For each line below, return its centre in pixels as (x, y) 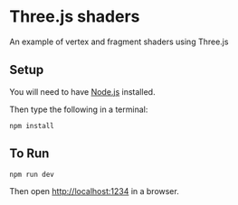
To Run (29, 154)
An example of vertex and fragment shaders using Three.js (119, 42)
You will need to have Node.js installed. (82, 91)
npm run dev (32, 174)
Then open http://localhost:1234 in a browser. (94, 191)
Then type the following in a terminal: (79, 109)
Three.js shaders (75, 17)
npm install (32, 126)
